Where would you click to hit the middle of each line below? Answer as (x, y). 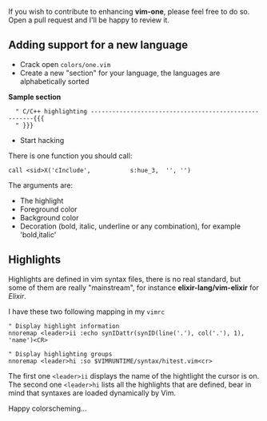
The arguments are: (41, 185)
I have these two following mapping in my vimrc (87, 312)
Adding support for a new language (98, 45)
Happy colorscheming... (48, 408)
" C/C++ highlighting (52, 111)
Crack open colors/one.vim (65, 64)
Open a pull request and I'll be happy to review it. (89, 20)
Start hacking (42, 140)
